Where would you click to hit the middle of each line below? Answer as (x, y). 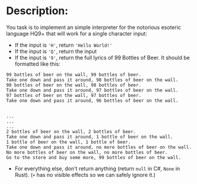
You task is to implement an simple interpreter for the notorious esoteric (94, 27)
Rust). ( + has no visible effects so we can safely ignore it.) (85, 175)
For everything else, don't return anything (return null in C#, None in (97, 168)
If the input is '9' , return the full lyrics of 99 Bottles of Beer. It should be (102, 57)
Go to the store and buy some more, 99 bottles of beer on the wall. (94, 157)
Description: (37, 11)
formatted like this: (38, 64)
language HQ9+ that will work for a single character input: (77, 33)
